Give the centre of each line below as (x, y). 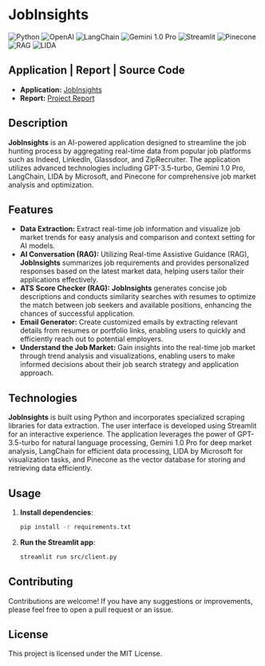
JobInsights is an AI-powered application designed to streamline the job (127, 142)
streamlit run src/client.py (68, 557)
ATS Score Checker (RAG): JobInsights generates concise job (123, 288)
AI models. (38, 246)
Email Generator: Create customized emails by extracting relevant (129, 322)
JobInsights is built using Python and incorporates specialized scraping (127, 417)
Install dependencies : (56, 512)
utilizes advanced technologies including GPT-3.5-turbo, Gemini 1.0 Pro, (127, 167)
